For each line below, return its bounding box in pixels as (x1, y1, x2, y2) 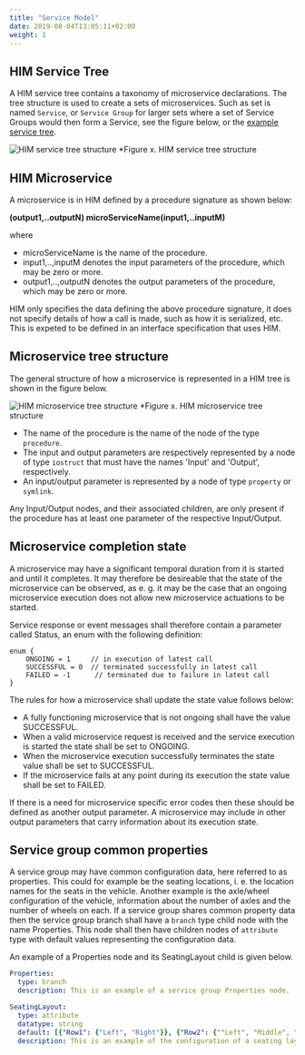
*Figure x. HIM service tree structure (118, 144, 257, 155)
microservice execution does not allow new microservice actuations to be (9, 592, 285, 603)
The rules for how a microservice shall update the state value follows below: (9, 694, 294, 705)
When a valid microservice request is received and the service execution (22, 731, 295, 742)
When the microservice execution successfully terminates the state (22, 750, 275, 761)
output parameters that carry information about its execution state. (9, 816, 259, 827)
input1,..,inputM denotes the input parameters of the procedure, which (22, 257, 286, 268)
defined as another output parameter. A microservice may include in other (9, 806, 287, 817)
